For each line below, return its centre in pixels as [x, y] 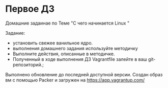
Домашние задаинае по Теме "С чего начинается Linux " [67, 23]
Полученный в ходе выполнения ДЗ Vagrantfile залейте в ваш [80, 59]
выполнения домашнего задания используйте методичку [75, 48]
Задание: [15, 33]
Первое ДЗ [30, 9]
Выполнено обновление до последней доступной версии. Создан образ [84, 74]
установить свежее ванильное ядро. [53, 43]
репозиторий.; [28, 64]
